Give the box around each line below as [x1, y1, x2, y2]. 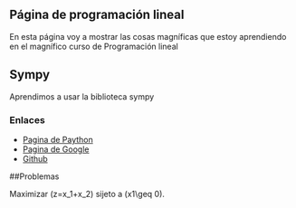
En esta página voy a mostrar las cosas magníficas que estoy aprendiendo [9, 31, 287, 42]
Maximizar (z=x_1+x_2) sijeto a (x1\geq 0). [9, 188, 166, 199]
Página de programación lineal [9, 7, 185, 23]
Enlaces [9, 113, 45, 126]
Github [22, 153, 48, 164]
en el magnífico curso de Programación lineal [9, 41, 178, 52]
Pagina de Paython [22, 134, 93, 145]
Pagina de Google [22, 144, 90, 155]
